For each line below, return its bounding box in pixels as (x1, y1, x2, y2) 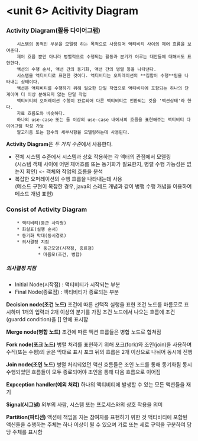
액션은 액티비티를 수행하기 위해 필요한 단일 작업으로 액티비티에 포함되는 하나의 (17, 85, 182, 91)
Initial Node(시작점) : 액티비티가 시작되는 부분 (14, 280, 121, 288)
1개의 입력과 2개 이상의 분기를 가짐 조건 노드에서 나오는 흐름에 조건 (21, 308, 176, 315)
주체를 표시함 (12, 428, 43, 435)
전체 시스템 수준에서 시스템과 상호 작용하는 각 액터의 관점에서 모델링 (14, 153, 171, 161)
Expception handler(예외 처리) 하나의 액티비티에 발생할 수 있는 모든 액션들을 (6, 381, 185, 388)
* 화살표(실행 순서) (17, 226, 59, 232)
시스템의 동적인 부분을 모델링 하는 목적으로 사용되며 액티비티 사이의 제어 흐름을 (17, 41, 185, 47)
